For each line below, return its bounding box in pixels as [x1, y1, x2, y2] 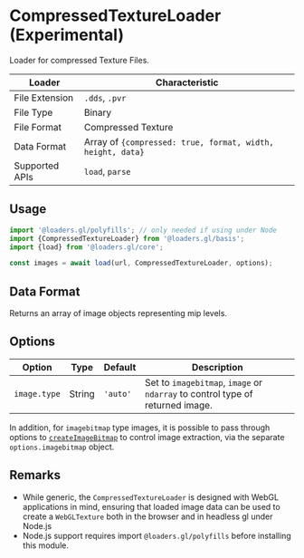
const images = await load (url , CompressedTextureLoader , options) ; [9, 259, 273, 268]
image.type [14, 389, 61, 399]
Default [103, 361, 137, 373]
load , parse [83, 165, 131, 178]
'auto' [103, 389, 132, 399]
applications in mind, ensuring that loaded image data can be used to [22, 501, 280, 512]
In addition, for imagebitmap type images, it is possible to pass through [9, 422, 271, 433]
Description [191, 361, 243, 373]
